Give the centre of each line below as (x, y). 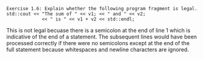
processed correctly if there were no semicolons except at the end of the (98, 43)
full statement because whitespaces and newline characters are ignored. (98, 49)
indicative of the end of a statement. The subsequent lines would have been (101, 37)
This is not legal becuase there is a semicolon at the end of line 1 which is (98, 30)
